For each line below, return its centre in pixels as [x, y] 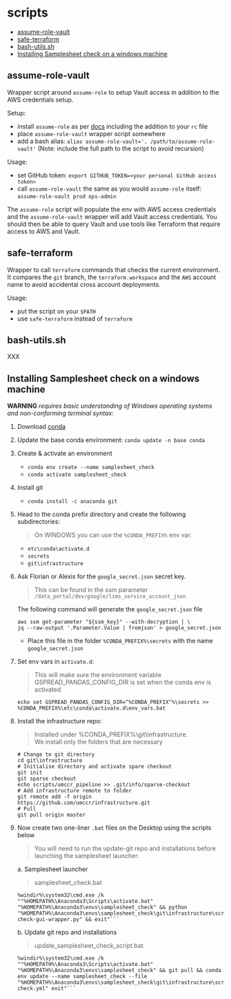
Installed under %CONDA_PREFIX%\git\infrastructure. [111, 734]
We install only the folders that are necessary [99, 742]
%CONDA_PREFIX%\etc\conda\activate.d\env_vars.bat [91, 708]
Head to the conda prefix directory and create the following [101, 514]
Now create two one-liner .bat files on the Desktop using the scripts [114, 828]
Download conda [41, 427]
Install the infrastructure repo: [59, 721]
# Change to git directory [56, 754]
